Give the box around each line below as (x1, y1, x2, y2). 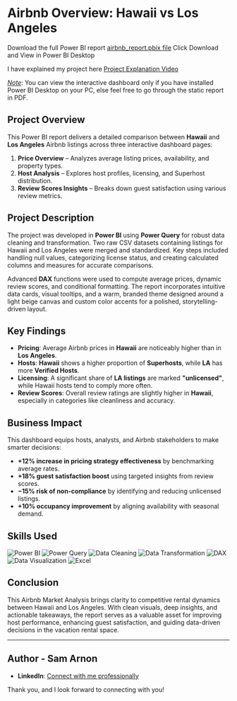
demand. (17, 509, 44, 518)
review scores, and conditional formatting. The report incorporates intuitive (7, 282, 226, 291)
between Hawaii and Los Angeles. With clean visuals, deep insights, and (7, 603, 217, 611)
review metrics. (17, 191, 63, 199)
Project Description (7, 212, 95, 224)
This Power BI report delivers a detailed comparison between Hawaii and (7, 132, 220, 141)
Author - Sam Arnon (7, 653, 98, 665)
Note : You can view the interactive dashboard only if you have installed (7, 78, 214, 86)
